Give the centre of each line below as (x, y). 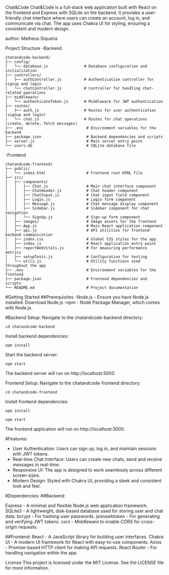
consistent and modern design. (37, 29)
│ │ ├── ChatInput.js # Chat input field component (77, 195)
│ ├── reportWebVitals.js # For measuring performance (76, 248)
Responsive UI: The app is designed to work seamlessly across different (87, 470)
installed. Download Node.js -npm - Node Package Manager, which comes (82, 302)
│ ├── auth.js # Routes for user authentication (81, 110)
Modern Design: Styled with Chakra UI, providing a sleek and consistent (87, 481)
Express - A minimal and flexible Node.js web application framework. (77, 505)
